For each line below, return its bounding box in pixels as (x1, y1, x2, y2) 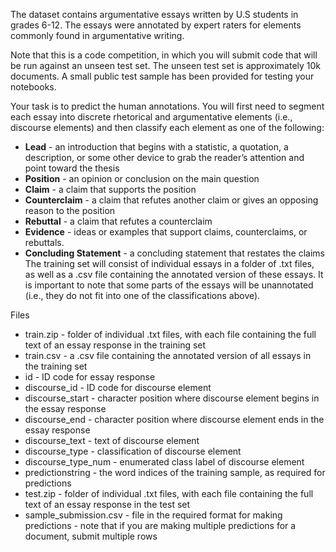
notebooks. (10, 81, 57, 93)
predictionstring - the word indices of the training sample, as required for (24, 467, 326, 478)
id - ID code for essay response (24, 371, 156, 383)
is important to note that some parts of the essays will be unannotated (24, 279, 314, 291)
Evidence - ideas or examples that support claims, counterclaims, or (24, 226, 308, 238)
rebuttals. (24, 237, 65, 248)
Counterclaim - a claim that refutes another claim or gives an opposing (24, 194, 319, 206)
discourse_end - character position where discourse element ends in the (24, 414, 325, 425)
